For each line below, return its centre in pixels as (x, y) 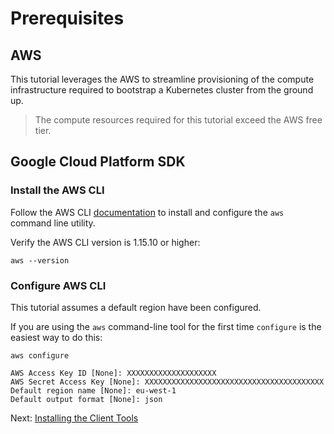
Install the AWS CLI (57, 190)
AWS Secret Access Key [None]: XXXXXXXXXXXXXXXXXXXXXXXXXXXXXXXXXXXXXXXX (167, 382)
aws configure (40, 355)
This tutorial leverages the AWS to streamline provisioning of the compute (162, 79)
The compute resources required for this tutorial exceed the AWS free (178, 120)
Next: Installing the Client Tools (74, 418)
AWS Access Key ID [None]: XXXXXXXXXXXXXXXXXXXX (113, 373)
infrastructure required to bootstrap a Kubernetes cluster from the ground (162, 90)
